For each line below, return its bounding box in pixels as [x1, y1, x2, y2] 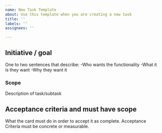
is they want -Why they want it [5, 66, 67, 72]
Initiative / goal [5, 48, 52, 57]
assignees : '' [5, 26, 35, 31]
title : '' [5, 16, 26, 21]
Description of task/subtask [5, 90, 62, 97]
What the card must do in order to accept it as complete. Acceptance [5, 118, 146, 124]
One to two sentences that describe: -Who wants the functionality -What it [5, 62, 157, 67]
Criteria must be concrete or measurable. [5, 124, 89, 130]
